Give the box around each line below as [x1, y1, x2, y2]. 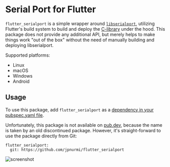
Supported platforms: [5, 52, 50, 58]
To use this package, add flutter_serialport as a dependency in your [5, 106, 154, 113]
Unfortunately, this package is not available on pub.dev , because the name [5, 122, 162, 128]
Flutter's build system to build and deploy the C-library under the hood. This [5, 26, 165, 32]
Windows [12, 73, 33, 79]
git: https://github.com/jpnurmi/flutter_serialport [10, 147, 125, 152]
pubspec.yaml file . [5, 112, 44, 118]
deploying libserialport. [5, 42, 54, 48]
